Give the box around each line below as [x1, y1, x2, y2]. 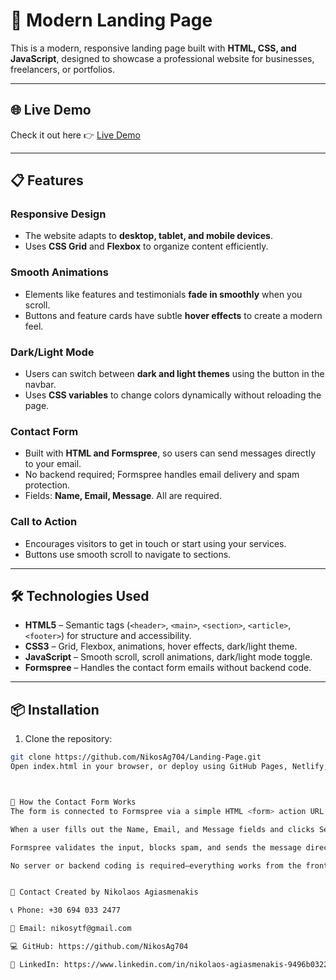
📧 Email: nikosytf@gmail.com [10, 924, 132, 934]
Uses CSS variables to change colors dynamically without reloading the [24, 389, 322, 401]
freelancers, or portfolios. [10, 63, 115, 75]
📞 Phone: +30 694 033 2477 [10, 905, 121, 916]
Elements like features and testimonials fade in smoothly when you [24, 288, 303, 300]
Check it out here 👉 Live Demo [10, 129, 141, 141]
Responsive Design [10, 207, 107, 221]
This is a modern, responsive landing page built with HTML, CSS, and [10, 42, 297, 54]
